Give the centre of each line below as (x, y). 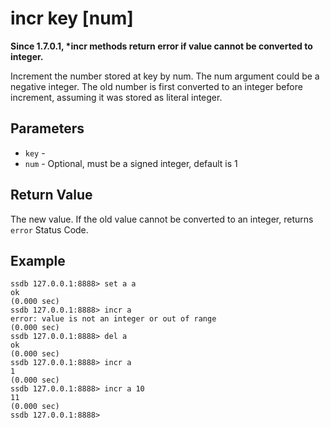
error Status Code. (49, 229)
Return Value (51, 195)
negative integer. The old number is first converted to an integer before (156, 86)
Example (38, 260)
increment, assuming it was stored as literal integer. (116, 97)
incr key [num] (72, 18)
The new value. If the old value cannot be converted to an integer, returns (162, 219)
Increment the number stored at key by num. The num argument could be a (165, 76)
